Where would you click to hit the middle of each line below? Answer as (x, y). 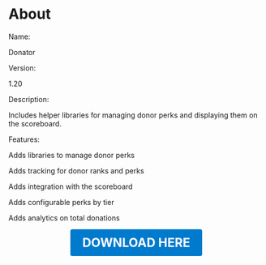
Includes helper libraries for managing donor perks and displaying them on (133, 115)
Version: (22, 68)
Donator (22, 52)
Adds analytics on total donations (64, 218)
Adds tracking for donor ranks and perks (76, 170)
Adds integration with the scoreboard (71, 186)
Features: (24, 139)
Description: (29, 99)
